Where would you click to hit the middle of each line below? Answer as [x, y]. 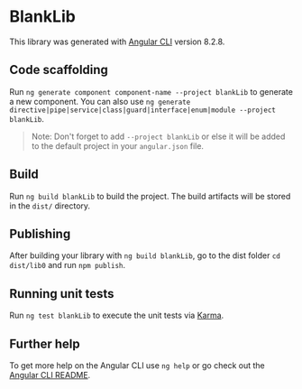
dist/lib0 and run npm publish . [68, 265]
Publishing [40, 233]
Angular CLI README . [50, 375]
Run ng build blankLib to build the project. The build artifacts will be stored [150, 196]
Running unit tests [62, 294]
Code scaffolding [59, 70]
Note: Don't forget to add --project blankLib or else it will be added [158, 136]
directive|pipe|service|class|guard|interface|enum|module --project [143, 110]
